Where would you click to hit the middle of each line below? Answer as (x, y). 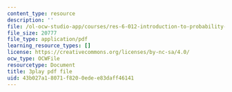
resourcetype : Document (41, 65)
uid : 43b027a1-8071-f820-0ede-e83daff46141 (71, 78)
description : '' (30, 20)
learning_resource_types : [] (49, 46)
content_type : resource (41, 13)
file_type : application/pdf (48, 39)
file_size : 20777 (32, 33)
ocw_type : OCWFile (33, 59)
